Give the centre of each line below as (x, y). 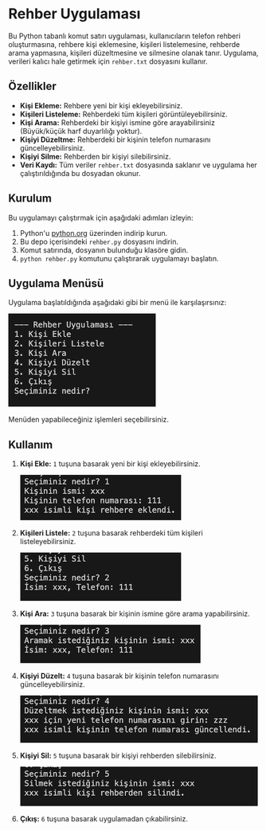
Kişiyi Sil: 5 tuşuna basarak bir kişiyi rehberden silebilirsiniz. (118, 756)
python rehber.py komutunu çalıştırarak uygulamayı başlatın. (119, 258)
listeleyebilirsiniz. (48, 542)
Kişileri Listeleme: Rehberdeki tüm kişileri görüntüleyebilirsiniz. (124, 114)
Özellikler (33, 86)
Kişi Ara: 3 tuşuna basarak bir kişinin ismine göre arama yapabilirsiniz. (135, 613)
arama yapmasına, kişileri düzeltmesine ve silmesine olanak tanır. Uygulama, (133, 53)
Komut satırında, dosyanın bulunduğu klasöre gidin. (104, 250)
